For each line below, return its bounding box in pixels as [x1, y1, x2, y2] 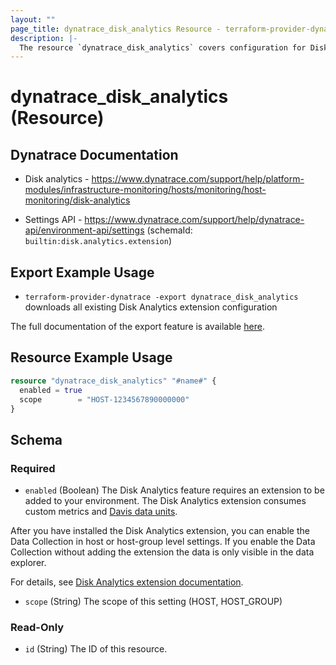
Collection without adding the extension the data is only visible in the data [10, 546, 315, 558]
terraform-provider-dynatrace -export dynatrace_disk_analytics [24, 292, 299, 303]
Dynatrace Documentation [10, 146, 179, 163]
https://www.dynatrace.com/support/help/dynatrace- [84, 214, 305, 226]
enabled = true [19, 385, 83, 395]
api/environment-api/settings [24, 224, 145, 236]
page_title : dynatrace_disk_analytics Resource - [10, 24, 222, 34]
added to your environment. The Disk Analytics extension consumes [24, 495, 307, 507]
